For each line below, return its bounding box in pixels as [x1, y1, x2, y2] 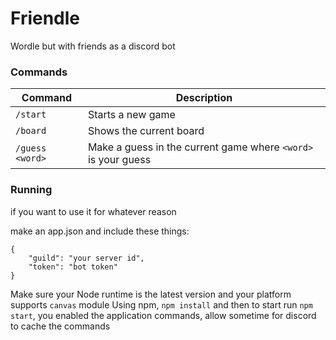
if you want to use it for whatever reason [10, 205, 177, 217]
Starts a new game [87, 108, 176, 122]
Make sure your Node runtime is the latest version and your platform [10, 288, 292, 300]
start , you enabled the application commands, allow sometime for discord [10, 309, 317, 321]
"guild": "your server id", [28, 253, 145, 263]
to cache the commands [10, 320, 111, 332]
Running [10, 183, 53, 197]
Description [175, 91, 233, 105]
